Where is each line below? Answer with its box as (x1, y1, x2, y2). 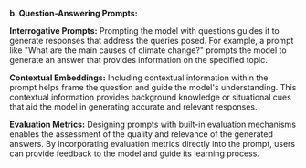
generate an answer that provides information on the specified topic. (9, 55, 268, 65)
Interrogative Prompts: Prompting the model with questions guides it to (9, 26, 280, 36)
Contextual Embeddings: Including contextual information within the (9, 72, 269, 83)
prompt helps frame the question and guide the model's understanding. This (9, 82, 297, 92)
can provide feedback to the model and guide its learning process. (9, 148, 260, 159)
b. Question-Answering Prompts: (9, 8, 139, 18)
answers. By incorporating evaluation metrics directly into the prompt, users (9, 139, 295, 149)
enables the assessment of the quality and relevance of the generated (9, 129, 274, 140)
